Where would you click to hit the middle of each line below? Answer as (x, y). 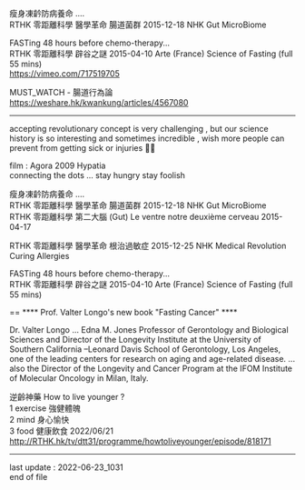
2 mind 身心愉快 (39, 420)
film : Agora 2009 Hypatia (58, 165)
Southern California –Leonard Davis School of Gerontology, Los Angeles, (145, 349)
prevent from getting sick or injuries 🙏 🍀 (83, 148)
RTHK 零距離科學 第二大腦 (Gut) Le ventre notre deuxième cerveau (134, 217)
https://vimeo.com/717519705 (64, 74)
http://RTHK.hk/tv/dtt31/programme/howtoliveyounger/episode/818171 (140, 441)
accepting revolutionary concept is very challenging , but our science (139, 129)
